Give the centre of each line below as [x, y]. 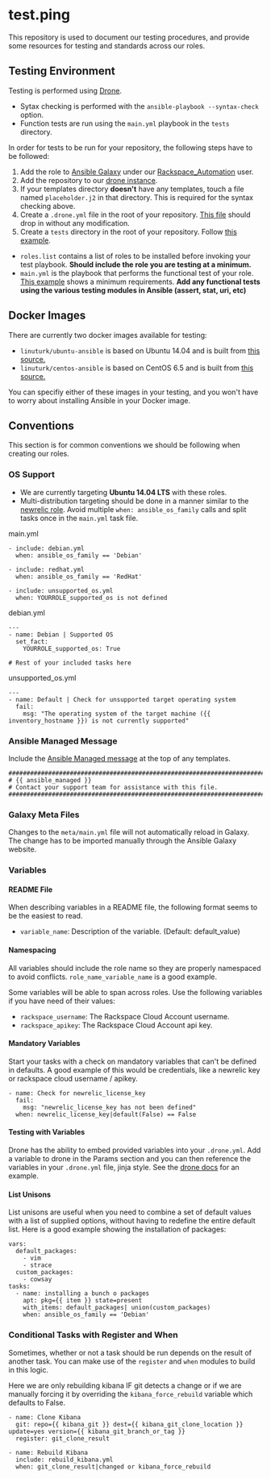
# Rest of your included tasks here [70, 663]
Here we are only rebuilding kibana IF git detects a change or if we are [125, 1385]
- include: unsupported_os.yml [61, 590]
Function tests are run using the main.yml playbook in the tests [125, 123]
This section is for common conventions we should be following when [124, 445]
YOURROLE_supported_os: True [72, 648]
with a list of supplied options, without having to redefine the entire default [132, 1221]
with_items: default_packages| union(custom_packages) [117, 1308]
